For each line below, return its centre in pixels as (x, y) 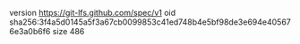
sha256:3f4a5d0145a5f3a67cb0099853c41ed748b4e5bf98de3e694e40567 (150, 22)
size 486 (69, 31)
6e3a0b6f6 (30, 31)
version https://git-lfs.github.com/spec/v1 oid (93, 13)
